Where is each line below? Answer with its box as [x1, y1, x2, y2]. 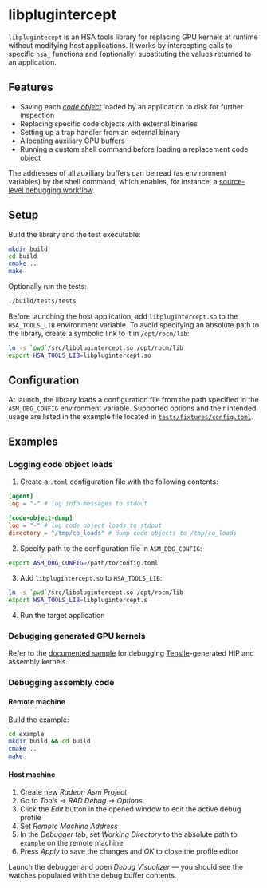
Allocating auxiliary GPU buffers [19, 136, 125, 145]
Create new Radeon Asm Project [19, 787, 128, 797]
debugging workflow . [25, 185, 96, 195]
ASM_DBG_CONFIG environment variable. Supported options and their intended [8, 403, 257, 413]
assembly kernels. [8, 657, 69, 667]
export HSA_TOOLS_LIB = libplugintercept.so [8, 351, 151, 359]
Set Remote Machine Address [19, 821, 118, 831]
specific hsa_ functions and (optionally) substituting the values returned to [8, 49, 252, 58]
